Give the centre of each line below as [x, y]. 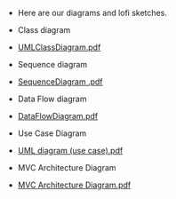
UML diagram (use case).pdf [70, 151]
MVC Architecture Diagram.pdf [74, 185]
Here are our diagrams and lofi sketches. [92, 13]
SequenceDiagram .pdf [60, 82]
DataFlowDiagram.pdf [58, 116]
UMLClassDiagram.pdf [59, 47]
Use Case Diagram [52, 133]
